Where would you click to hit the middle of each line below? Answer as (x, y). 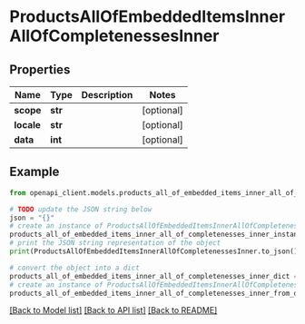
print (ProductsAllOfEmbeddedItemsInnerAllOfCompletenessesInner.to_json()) (156, 251)
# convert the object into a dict (75, 268)
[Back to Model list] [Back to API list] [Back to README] (113, 310)
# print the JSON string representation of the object (115, 243)
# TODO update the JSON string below (81, 209)
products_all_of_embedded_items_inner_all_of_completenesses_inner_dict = (154, 276)
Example (34, 172)
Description (107, 95)
